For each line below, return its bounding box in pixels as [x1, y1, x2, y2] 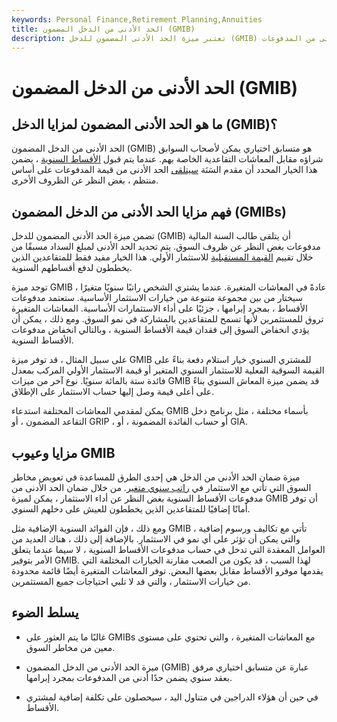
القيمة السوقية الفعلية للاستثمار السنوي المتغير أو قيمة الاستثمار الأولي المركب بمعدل [11, 364, 325, 376]
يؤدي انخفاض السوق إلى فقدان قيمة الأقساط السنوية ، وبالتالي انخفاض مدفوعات [11, 324, 310, 336]
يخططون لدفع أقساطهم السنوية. [11, 262, 133, 274]
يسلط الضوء [11, 604, 79, 621]
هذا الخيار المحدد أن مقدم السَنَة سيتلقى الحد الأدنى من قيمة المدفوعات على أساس [11, 164, 318, 176]
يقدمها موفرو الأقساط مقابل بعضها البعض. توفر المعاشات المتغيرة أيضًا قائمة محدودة [11, 565, 324, 576]
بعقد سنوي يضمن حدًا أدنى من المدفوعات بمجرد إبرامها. [25, 671, 233, 683]
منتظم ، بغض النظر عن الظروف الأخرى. [11, 174, 159, 186]
